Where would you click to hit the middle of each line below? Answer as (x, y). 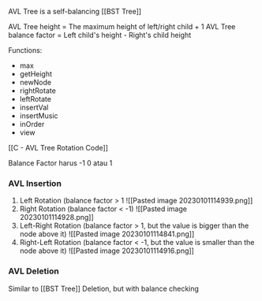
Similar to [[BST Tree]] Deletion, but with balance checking (104, 288)
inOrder (32, 124)
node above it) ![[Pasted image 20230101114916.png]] (107, 251)
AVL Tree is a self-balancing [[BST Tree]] (75, 11)
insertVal (34, 107)
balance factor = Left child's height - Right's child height (100, 35)
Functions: (25, 50)
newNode (36, 82)
